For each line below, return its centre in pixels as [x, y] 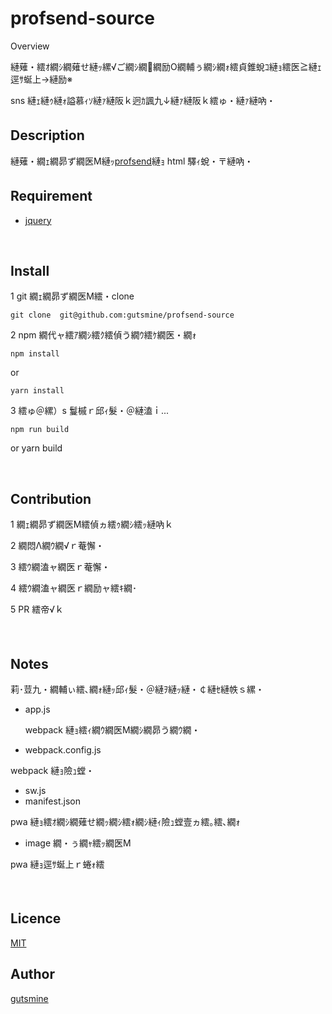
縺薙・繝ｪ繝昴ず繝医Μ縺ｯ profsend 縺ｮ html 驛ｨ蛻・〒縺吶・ [132, 161]
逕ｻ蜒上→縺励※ [41, 79]
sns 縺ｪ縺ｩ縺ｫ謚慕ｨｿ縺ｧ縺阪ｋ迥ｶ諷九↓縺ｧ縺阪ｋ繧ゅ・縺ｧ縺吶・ [143, 100]
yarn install [37, 391]
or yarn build [36, 448]
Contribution [51, 498]
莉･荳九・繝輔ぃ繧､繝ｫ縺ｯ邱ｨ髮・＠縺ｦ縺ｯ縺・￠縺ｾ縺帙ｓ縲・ [137, 689]
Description [47, 135]
